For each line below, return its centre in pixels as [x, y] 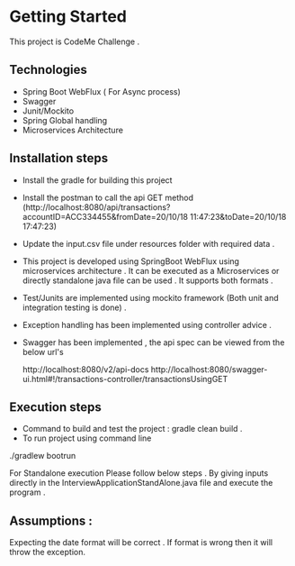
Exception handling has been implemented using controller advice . [147, 324]
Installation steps [59, 158]
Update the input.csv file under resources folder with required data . [148, 243]
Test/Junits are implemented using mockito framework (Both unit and [150, 297]
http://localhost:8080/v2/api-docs [85, 369]
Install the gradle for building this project [97, 180]
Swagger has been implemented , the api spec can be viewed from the [153, 342]
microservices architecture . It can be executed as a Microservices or [151, 270]
